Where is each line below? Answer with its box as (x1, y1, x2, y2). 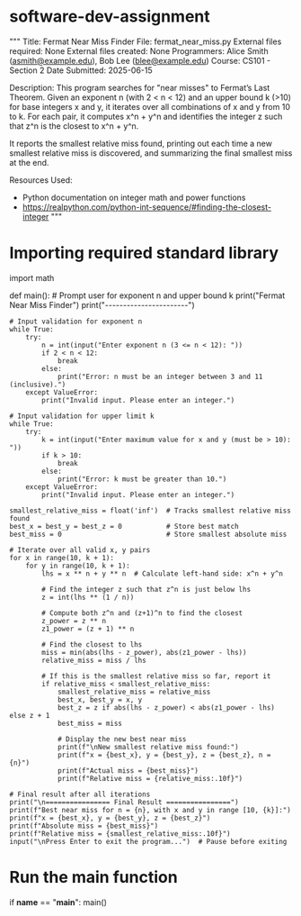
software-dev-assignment (9, 6, 211, 27)
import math (9, 272, 55, 283)
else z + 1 (9, 711, 50, 720)
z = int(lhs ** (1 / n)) (41, 593, 135, 602)
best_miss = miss (57, 719, 123, 728)
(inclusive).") (9, 380, 66, 389)
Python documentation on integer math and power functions (22, 192, 246, 203)
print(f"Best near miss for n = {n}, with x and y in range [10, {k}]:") (9, 805, 292, 814)
